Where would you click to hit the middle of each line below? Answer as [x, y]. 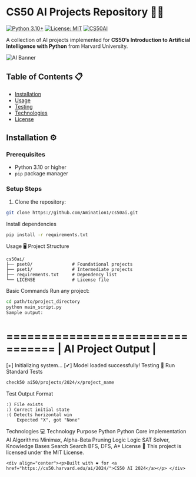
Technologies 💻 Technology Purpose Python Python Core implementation [96, 431]
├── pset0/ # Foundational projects [69, 264]
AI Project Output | [110, 349]
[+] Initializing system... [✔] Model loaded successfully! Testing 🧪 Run [91, 365]
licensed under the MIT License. [45, 452]
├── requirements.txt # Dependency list [62, 275]
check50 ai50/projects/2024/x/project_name [60, 383]
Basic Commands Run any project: [48, 291]
